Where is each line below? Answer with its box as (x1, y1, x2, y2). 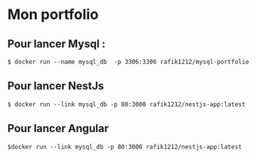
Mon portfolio (7, 6, 99, 24)
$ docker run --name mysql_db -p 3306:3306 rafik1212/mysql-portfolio (7, 58, 249, 66)
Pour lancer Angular (7, 122, 109, 135)
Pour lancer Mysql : (7, 37, 106, 51)
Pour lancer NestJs (7, 79, 105, 93)
